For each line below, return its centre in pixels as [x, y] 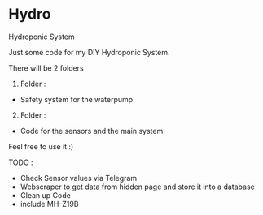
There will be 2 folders [46, 68]
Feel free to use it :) [41, 146]
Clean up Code [45, 195]
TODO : [21, 162]
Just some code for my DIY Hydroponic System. [89, 52]
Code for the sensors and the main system [92, 131]
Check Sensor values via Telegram [79, 178]
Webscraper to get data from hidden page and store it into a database [137, 187]
